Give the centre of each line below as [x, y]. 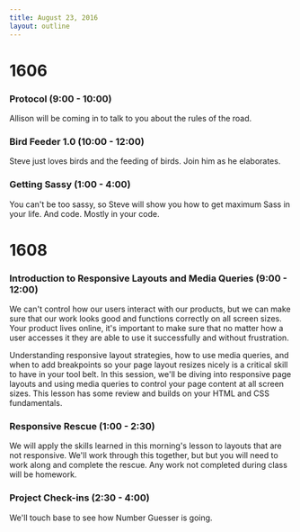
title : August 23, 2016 [54, 18]
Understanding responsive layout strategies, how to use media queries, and [149, 356]
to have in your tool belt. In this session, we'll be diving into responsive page [150, 374]
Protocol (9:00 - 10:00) [61, 98]
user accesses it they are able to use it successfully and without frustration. [149, 338]
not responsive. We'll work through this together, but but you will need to [144, 455]
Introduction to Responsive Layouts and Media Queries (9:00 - [148, 278]
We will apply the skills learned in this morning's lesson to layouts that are [146, 446]
